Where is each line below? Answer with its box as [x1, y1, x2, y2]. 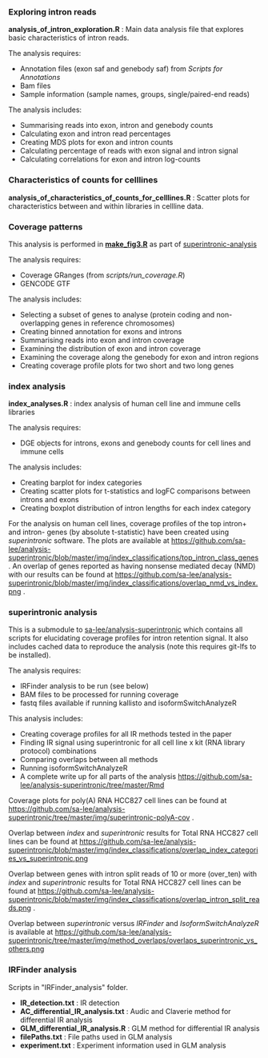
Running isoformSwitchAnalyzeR [19, 763, 128, 773]
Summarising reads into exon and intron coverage [19, 335, 185, 345]
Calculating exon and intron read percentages [19, 129, 171, 138]
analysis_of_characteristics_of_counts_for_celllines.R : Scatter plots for [8, 193, 250, 202]
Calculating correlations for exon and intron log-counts [19, 154, 202, 164]
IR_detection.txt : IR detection [19, 998, 120, 1008]
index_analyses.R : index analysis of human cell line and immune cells [8, 399, 242, 409]
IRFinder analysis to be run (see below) [19, 681, 150, 691]
